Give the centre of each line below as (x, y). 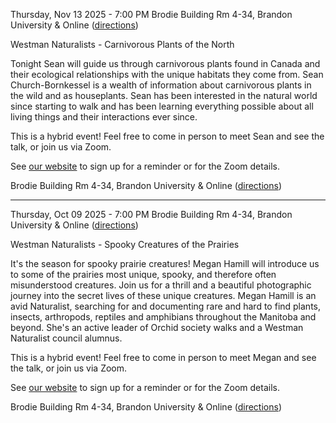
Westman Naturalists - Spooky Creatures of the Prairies (125, 244)
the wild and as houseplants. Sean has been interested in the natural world (164, 95)
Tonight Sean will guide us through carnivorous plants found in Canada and (165, 63)
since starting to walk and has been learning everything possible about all (162, 106)
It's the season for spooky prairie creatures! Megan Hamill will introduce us (165, 263)
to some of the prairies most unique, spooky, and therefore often (143, 274)
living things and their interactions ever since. (104, 117)
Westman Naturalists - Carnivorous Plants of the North (122, 44)
